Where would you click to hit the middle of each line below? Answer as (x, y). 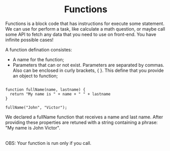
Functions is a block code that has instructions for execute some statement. (85, 23)
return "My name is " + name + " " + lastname (60, 94)
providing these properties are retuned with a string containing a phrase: (82, 122)
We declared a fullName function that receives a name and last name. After (84, 117)
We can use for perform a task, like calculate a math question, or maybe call (85, 29)
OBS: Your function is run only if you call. (48, 143)
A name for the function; (38, 59)
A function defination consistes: (39, 49)
